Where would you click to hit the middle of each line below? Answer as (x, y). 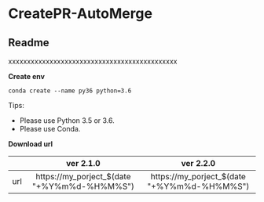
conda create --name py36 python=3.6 (70, 91)
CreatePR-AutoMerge (81, 14)
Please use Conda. (50, 129)
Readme (29, 43)
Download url (31, 144)
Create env (27, 76)
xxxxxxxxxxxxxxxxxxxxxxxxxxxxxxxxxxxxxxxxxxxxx (93, 61)
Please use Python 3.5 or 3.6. (67, 121)
